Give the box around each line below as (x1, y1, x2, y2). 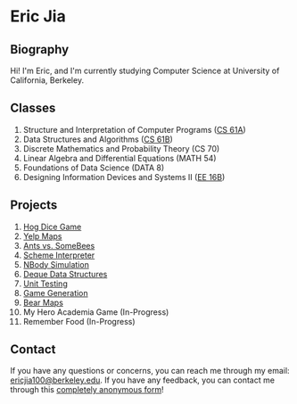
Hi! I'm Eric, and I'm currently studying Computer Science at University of (10, 65, 280, 76)
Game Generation (22, 287, 88, 298)
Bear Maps (22, 297, 63, 308)
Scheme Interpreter (22, 250, 95, 260)
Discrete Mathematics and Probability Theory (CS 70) (22, 143, 220, 153)
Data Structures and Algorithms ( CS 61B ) (22, 134, 173, 144)
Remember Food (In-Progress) (22, 316, 136, 326)
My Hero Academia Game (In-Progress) (22, 306, 169, 317)
